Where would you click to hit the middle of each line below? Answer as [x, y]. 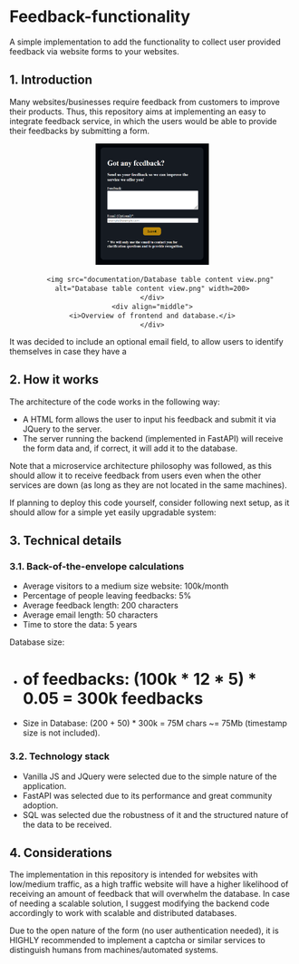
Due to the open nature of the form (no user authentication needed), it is [144, 930]
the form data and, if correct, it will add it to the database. [130, 448]
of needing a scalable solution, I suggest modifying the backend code [140, 903]
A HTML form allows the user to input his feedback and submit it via [149, 419]
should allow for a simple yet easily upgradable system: [113, 512]
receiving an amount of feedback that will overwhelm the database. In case [149, 894]
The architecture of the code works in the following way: [115, 402]
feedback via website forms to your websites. [94, 51]
